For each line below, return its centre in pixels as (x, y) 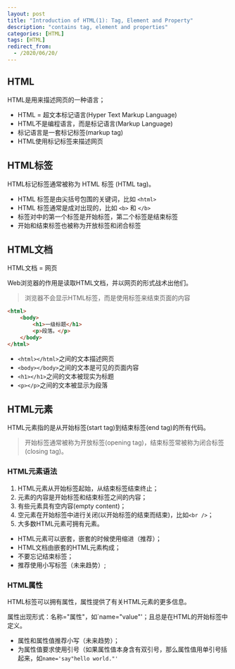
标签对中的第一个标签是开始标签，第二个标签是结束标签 (97, 217)
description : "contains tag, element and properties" (88, 27)
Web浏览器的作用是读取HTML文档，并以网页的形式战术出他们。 (100, 283)
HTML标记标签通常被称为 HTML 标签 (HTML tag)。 (81, 183)
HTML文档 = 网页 (32, 268)
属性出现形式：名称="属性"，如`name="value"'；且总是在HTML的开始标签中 (118, 616)
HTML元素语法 (32, 471)
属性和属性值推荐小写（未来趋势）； (68, 640)
